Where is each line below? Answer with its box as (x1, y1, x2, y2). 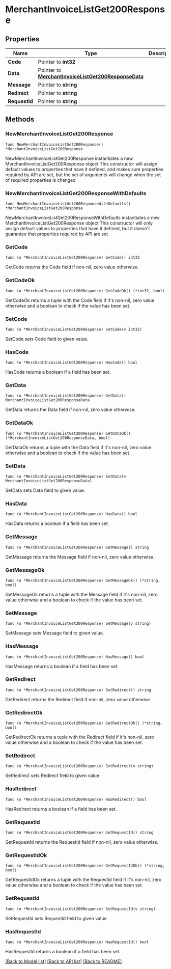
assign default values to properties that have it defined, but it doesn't (5, 225, 150, 231)
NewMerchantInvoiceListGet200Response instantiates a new (5, 155, 133, 161)
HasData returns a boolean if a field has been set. (5, 520, 109, 527)
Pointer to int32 (38, 59, 76, 65)
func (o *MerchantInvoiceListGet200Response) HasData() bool (5, 512, 138, 517)
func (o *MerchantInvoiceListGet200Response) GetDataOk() (5, 431, 131, 436)
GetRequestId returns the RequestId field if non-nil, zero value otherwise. (5, 839, 159, 845)
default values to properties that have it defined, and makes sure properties (5, 166, 164, 172)
